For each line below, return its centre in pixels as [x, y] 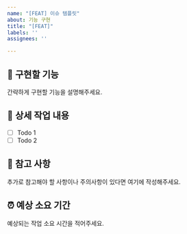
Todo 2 [27, 140]
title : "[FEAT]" [30, 26]
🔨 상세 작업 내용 [38, 116]
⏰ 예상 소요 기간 [39, 206]
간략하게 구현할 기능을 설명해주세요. [55, 92]
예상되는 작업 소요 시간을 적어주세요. [55, 223]
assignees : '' [27, 39]
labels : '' [23, 32]
